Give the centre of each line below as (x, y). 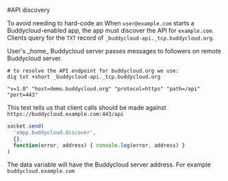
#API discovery (28, 10)
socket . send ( (26, 126)
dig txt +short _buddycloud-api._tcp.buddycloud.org (84, 77)
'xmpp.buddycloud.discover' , (55, 132)
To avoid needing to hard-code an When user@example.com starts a (101, 23)
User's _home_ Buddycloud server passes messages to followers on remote (114, 51)
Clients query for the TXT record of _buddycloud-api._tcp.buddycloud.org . (111, 38)
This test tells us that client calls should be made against (87, 108)
